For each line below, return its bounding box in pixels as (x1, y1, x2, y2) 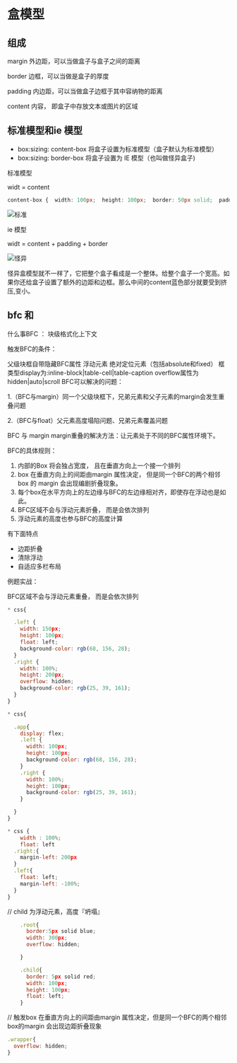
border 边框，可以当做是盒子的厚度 (7, 72, 109, 80)
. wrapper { (7, 1036, 37, 1043)
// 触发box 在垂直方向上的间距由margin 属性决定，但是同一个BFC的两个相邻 (7, 1013, 227, 1022)
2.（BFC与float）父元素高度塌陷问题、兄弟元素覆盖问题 (7, 416, 168, 424)
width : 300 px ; (25, 934, 68, 941)
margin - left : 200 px (20, 854, 78, 861)
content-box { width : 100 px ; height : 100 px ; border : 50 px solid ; (7, 196, 213, 204)
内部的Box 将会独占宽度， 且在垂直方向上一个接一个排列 (17, 461, 181, 470)
